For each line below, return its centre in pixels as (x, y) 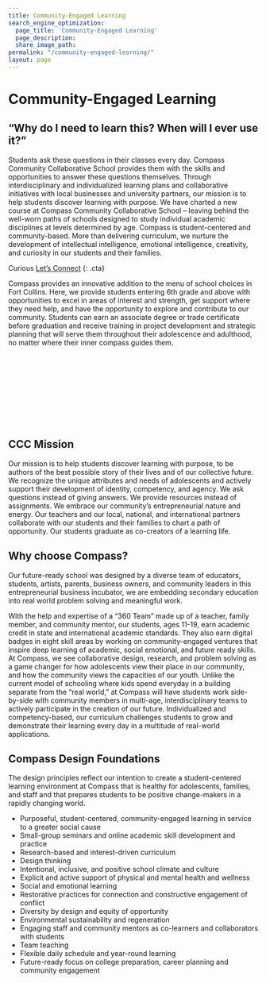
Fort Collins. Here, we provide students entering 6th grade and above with (129, 291)
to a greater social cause (60, 827)
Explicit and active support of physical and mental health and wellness (135, 877)
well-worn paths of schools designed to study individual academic (117, 218)
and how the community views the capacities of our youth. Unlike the (121, 675)
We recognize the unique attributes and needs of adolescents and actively (130, 480)
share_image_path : (46, 45)
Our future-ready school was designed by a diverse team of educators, (125, 575)
